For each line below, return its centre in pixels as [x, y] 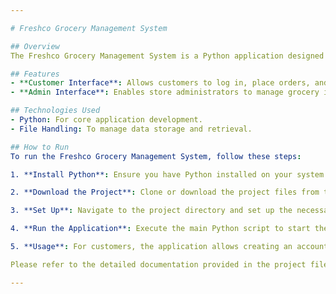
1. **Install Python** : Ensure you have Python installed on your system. [169, 174]
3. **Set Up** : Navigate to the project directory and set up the [151, 211]
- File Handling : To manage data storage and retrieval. [131, 129]
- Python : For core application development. [106, 120]
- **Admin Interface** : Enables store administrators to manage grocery [165, 92]
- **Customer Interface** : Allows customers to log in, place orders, [160, 83]
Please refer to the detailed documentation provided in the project [158, 264]
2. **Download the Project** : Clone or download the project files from [165, 192]
